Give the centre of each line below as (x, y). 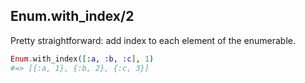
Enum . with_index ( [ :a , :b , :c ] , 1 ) (82, 59)
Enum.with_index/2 (72, 16)
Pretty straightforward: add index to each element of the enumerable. (153, 40)
